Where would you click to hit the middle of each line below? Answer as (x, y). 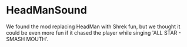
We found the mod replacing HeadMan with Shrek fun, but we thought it (93, 26)
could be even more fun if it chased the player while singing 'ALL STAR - (93, 32)
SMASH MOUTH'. (27, 39)
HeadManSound (46, 10)
